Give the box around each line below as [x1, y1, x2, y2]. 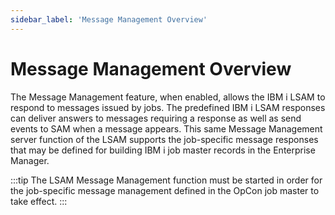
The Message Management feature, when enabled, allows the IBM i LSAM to [10, 91, 326, 103]
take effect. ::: [10, 195, 68, 207]
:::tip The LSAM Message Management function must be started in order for [10, 174, 323, 186]
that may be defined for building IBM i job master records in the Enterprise [10, 144, 316, 156]
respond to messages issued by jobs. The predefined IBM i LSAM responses [10, 101, 326, 113]
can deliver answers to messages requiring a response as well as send [10, 112, 302, 124]
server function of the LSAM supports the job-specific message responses [10, 133, 319, 145]
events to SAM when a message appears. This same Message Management [10, 122, 323, 135]
